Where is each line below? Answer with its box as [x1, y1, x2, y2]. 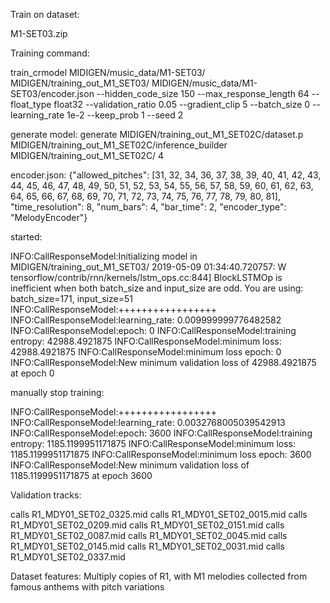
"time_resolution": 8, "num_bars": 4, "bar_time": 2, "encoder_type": [10, 201, 287, 213]
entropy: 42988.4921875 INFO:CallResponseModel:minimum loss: [10, 335, 282, 347]
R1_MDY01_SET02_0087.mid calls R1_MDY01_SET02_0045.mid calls [10, 530, 288, 541]
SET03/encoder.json [10, 88, 95, 99]
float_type [10, 99, 52, 110]
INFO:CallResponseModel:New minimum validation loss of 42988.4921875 [10, 357, 317, 368]
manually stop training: [10, 387, 105, 398]
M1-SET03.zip [10, 28, 68, 39]
